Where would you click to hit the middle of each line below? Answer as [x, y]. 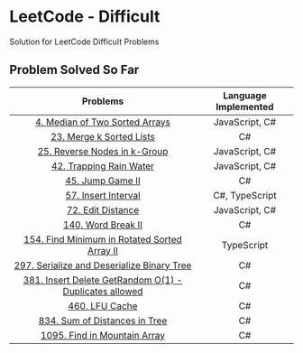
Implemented [245, 107]
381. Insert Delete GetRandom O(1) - [103, 280]
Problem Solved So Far [74, 70]
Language [245, 95]
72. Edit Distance [103, 209]
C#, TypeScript [245, 195]
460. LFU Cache [103, 306]
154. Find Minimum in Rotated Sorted [103, 239]
